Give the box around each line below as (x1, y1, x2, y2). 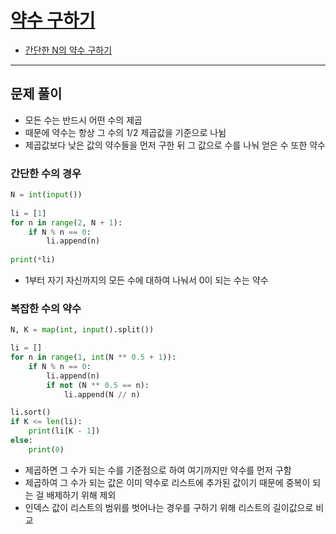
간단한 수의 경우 (10, 166, 82, 180)
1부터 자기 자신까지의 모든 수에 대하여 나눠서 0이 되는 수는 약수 (24, 274, 269, 286)
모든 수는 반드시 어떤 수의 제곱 (24, 114, 143, 126)
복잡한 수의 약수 (10, 301, 82, 315)
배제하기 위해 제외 (46, 489, 117, 501)
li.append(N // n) (63, 389, 141, 400)
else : (10, 436, 33, 446)
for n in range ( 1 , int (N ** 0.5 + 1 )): (10, 352, 177, 363)
